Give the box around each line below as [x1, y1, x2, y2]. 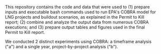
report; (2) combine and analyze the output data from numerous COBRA [5, 19, 149, 25]
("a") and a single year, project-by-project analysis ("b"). [5, 44, 118, 49]
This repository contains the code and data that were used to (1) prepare [5, 4, 150, 10]
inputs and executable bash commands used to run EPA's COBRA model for [5, 9, 156, 15]
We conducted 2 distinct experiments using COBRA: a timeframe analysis [5, 39, 152, 44]
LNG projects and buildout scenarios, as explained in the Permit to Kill [5, 14, 145, 20]
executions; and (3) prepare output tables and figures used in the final [5, 24, 145, 30]
